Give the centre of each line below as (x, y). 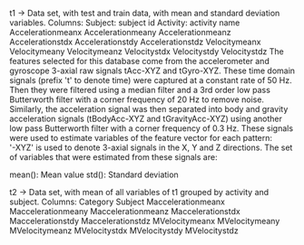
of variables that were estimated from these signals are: (113, 157)
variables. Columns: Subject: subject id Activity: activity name (125, 23)
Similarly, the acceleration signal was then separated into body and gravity (149, 109)
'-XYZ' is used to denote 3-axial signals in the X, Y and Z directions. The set (151, 147)
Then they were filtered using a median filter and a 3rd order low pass (140, 90)
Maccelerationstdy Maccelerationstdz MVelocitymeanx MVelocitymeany (145, 221)
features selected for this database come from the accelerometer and (139, 61)
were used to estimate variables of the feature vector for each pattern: (141, 138)
